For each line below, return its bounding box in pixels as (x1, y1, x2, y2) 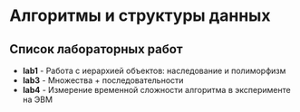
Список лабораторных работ (9, 42, 183, 57)
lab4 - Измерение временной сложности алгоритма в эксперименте (22, 85, 292, 95)
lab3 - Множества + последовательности (22, 75, 184, 86)
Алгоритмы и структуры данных (9, 5, 271, 26)
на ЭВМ (22, 94, 53, 105)
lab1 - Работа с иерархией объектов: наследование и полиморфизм (22, 65, 286, 76)
